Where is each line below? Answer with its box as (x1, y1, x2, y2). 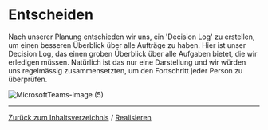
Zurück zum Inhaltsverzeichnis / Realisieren (8, 112, 152, 122)
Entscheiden (8, 6, 94, 24)
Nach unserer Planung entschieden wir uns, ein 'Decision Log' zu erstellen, (8, 32, 255, 41)
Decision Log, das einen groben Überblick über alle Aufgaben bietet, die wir (8, 49, 258, 58)
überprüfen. (8, 74, 48, 84)
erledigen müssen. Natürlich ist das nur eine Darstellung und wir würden (8, 57, 246, 67)
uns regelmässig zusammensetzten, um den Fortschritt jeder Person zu (8, 65, 243, 75)
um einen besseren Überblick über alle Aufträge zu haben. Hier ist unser (8, 40, 246, 49)
